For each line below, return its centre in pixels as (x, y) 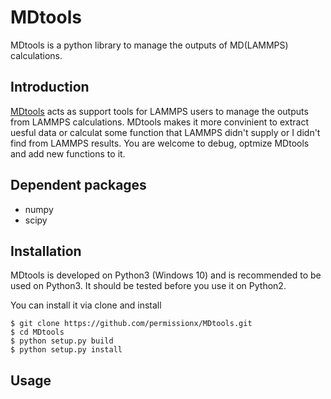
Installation (46, 251)
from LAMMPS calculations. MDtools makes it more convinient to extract (160, 122)
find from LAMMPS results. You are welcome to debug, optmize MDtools (160, 143)
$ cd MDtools (37, 332)
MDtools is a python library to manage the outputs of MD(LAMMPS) (149, 45)
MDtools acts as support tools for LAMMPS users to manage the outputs (159, 111)
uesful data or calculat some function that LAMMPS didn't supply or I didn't (165, 132)
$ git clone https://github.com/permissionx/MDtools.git (131, 324)
